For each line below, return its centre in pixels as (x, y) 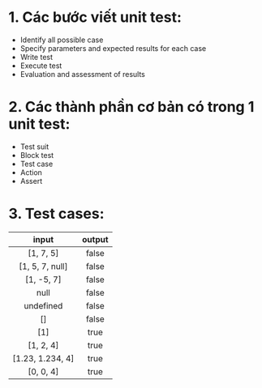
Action (31, 172)
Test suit (34, 147)
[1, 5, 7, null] (43, 266)
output (95, 239)
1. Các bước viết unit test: (95, 17)
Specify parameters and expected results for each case (113, 48)
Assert (31, 181)
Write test (37, 57)
